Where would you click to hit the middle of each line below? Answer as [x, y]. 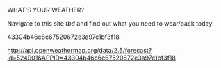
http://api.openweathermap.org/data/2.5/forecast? [80, 50]
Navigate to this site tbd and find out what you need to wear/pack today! [110, 23]
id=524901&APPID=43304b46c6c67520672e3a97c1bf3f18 [91, 58]
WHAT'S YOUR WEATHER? [46, 10]
